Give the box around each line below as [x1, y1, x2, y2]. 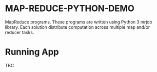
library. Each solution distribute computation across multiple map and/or [5, 24, 150, 30]
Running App [5, 47, 59, 57]
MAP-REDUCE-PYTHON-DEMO [5, 3, 135, 14]
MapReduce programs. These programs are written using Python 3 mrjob [5, 19, 153, 25]
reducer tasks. [5, 29, 34, 35]
